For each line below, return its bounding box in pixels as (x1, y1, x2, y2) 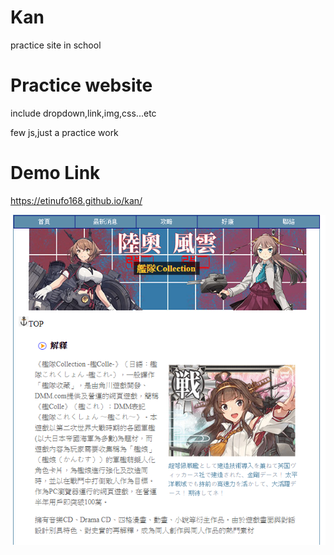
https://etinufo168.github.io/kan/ (10, 194, 143, 206)
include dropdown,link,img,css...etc (10, 107, 157, 119)
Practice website (10, 74, 153, 97)
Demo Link (10, 162, 101, 185)
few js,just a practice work (10, 126, 119, 138)
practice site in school (10, 39, 102, 51)
